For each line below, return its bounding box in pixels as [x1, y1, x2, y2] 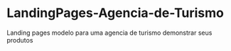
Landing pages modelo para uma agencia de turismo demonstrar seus [6, 28, 213, 37]
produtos [6, 35, 33, 44]
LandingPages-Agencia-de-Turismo [6, 5, 225, 21]
